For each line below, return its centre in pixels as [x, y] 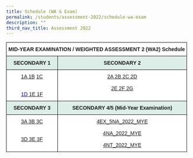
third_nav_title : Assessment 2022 [49, 28]
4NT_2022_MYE [122, 145]
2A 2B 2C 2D [122, 77]
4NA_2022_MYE [122, 134]
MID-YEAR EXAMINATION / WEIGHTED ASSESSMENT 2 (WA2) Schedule [97, 50]
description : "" [26, 22]
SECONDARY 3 [32, 108]
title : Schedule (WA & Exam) [42, 11]
